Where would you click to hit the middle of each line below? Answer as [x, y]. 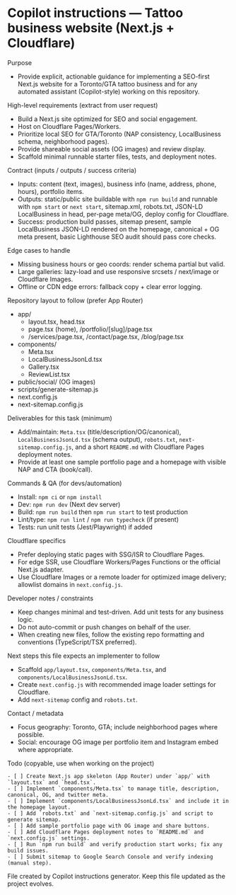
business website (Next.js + [91, 28]
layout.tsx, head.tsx [57, 321]
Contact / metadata [35, 713]
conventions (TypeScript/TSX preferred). [77, 642]
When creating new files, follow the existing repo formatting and [111, 634]
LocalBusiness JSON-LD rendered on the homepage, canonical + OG [118, 229]
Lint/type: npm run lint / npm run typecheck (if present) [98, 519]
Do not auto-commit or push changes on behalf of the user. [104, 627]
